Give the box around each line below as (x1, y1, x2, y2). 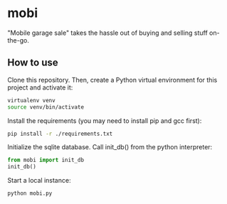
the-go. (7, 36, 30, 44)
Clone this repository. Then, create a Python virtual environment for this (7, 75, 218, 84)
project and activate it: (7, 83, 73, 92)
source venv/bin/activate (7, 103, 84, 111)
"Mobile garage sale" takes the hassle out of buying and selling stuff (7, 28, 208, 37)
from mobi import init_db (7, 156, 84, 164)
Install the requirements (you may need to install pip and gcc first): (7, 116, 202, 125)
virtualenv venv (7, 97, 56, 104)
